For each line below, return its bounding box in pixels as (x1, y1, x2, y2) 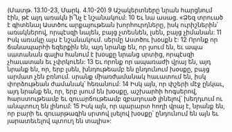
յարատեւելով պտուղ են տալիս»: (7, 117, 112, 124)
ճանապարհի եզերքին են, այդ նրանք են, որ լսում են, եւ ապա (7, 43, 203, 51)
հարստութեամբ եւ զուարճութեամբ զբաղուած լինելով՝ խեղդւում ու (7, 94, 223, 103)
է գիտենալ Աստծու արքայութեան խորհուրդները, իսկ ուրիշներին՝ (7, 21, 219, 28)
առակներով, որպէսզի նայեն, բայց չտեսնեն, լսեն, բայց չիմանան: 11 (7, 28, 222, 36)
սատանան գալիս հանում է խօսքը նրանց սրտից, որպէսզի (7, 50, 195, 58)
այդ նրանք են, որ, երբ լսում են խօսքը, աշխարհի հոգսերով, (7, 87, 197, 95)
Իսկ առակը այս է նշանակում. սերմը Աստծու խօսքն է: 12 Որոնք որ (7, 35, 218, 44)
